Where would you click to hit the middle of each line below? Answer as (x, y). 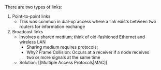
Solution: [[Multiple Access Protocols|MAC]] (63, 63)
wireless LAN (32, 42)
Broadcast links (27, 32)
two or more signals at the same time (63, 57)
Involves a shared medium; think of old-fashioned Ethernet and (82, 37)
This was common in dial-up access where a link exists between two (88, 21)
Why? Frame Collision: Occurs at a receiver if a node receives (88, 52)
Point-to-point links (31, 16)
